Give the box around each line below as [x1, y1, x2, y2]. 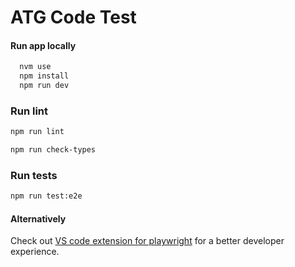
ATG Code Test [10, 6, 137, 29]
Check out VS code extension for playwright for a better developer [10, 235, 285, 247]
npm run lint [10, 127, 65, 137]
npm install [19, 71, 70, 81]
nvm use [19, 62, 52, 72]
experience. [10, 246, 60, 258]
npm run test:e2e [10, 191, 83, 201]
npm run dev [19, 81, 70, 91]
